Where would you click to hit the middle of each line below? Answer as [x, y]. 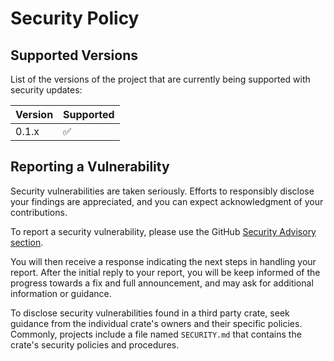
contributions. [39, 212]
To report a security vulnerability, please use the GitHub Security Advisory [163, 231]
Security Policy [75, 18]
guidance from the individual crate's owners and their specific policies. [156, 323]
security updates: [46, 90]
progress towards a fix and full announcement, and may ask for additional [162, 283]
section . [27, 242]
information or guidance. [61, 293]
